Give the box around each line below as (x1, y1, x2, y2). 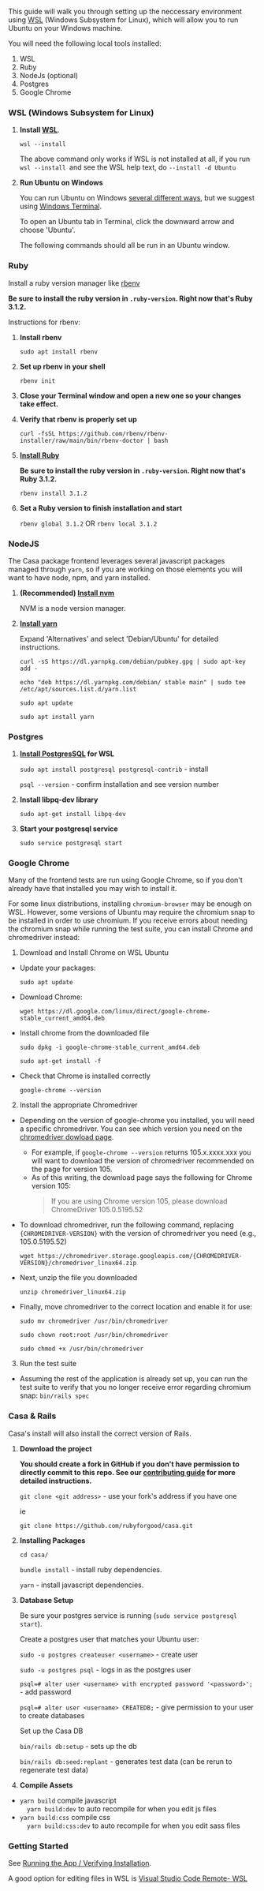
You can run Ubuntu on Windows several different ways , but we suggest (19, 193, 255, 203)
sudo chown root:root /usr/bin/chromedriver (19, 1331, 169, 1339)
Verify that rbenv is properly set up (19, 414, 137, 424)
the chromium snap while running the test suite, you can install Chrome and (8, 924, 254, 934)
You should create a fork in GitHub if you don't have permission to (19, 1459, 240, 1469)
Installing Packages (19, 1535, 86, 1545)
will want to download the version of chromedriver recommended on (31, 1156, 255, 1166)
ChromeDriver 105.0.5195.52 (50, 1205, 143, 1215)
